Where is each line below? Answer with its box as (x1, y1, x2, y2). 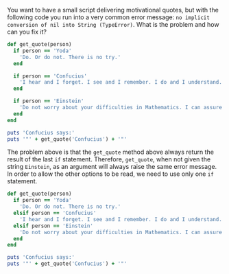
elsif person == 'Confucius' (13, 209, 97, 216)
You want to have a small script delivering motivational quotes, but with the (7, 6, 219, 14)
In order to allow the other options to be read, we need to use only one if (7, 170, 214, 178)
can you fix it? (7, 27, 47, 36)
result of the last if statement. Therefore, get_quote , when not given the (7, 155, 211, 163)
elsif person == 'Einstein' (13, 222, 94, 229)
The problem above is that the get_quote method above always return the (7, 148, 215, 157)
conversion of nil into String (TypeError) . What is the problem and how (7, 21, 219, 28)
